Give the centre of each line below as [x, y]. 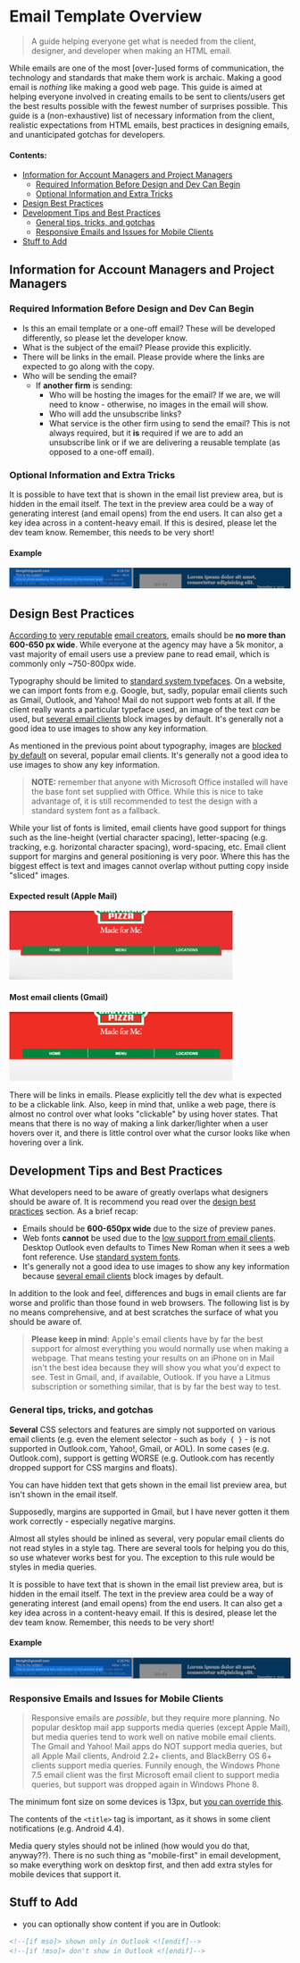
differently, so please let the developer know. [104, 338]
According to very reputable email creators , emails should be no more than [148, 636]
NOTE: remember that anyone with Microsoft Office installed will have [159, 782]
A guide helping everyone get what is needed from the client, [143, 41]
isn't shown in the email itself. [64, 1494]
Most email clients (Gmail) [59, 997]
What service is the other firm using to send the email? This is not [169, 423]
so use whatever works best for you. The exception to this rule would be [142, 1557]
